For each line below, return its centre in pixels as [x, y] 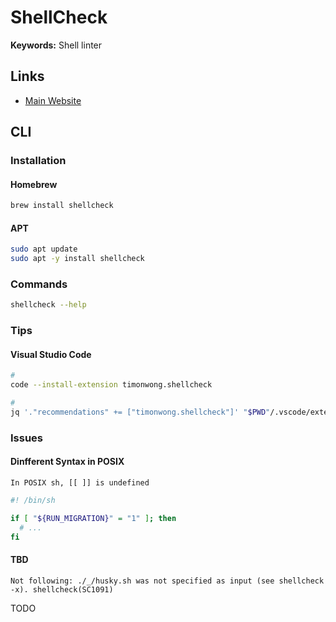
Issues [27, 438]
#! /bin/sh [33, 501]
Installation [38, 161]
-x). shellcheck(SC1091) [62, 589]
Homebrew [34, 184]
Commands [39, 284]
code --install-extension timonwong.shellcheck [111, 385]
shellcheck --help [48, 305]
